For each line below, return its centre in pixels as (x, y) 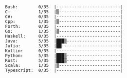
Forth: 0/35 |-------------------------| (64, 26)
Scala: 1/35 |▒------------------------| (64, 65)
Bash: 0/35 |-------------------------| (64, 7)
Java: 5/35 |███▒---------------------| (64, 41)
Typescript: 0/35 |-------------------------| (64, 70)
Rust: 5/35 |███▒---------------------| (64, 60)
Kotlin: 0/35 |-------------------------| (64, 51)
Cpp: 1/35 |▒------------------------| (64, 21)
